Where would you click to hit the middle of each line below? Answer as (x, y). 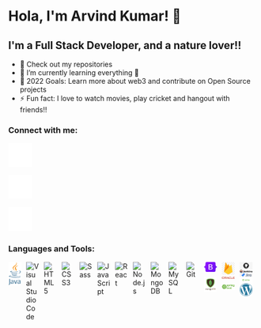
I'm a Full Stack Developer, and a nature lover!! (125, 45)
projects (33, 89)
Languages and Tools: (51, 249)
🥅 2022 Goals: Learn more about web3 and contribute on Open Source (135, 81)
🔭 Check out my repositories (66, 64)
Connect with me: (43, 130)
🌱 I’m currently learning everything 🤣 (79, 73)
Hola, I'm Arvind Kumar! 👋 (95, 16)
